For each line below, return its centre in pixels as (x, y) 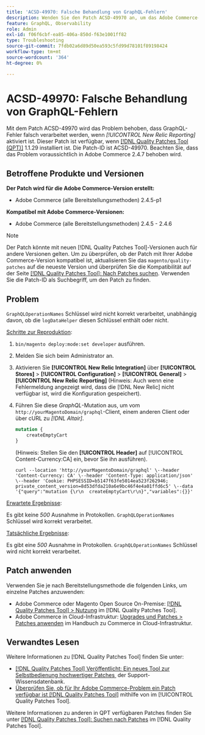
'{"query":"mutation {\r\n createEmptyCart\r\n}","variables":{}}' (104, 491)
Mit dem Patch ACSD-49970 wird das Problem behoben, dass (84, 128)
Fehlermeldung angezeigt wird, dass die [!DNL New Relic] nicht (95, 387)
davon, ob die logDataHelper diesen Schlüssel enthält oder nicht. (88, 320)
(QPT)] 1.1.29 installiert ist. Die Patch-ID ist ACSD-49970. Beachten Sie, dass (102, 148)
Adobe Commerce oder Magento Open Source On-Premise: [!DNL (98, 603)
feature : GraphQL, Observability (49, 23)
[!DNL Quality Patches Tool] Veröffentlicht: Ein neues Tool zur (92, 668)
